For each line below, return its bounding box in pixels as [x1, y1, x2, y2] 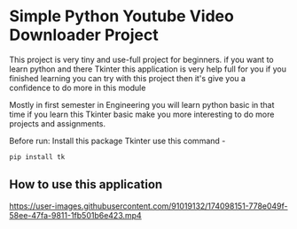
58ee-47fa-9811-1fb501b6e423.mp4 [9, 210, 142, 220]
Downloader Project [9, 25, 159, 45]
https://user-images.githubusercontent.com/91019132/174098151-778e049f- [9, 201, 288, 211]
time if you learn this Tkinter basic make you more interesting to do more [9, 109, 275, 119]
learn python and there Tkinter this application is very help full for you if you [9, 64, 286, 74]
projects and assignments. [9, 118, 106, 129]
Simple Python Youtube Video [9, 6, 235, 27]
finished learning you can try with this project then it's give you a [9, 73, 246, 83]
